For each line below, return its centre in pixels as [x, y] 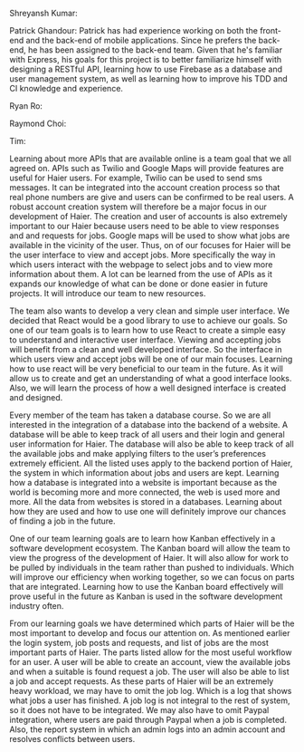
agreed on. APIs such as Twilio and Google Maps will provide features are [147, 168]
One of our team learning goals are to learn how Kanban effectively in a [142, 539]
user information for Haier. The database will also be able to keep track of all [152, 444]
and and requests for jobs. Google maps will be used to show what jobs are [150, 236]
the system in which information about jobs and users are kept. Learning [144, 473]
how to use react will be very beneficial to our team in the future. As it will [146, 369]
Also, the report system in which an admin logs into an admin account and [147, 729]
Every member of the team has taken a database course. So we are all [140, 415]
